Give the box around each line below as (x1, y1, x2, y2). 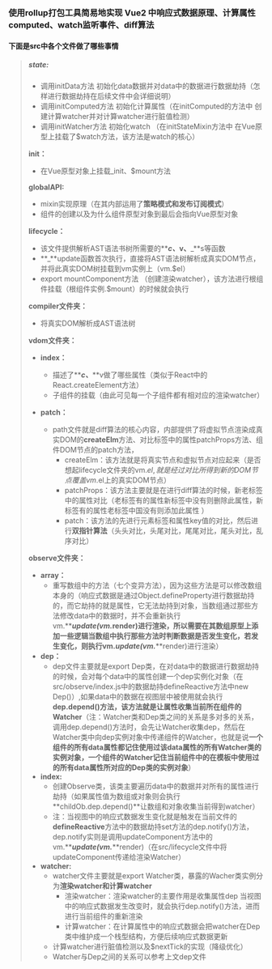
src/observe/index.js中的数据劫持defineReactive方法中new (52, 682, 249, 691)
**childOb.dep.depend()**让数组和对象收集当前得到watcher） (52, 801, 260, 811)
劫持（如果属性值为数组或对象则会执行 (52, 792, 181, 801)
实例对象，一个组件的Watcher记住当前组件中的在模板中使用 (52, 753, 253, 763)
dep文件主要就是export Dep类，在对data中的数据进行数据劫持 (52, 661, 259, 671)
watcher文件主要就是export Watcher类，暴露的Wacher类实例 (52, 871, 257, 881)
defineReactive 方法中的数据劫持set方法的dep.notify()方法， (52, 822, 253, 831)
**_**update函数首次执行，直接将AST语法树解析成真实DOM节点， (40, 253, 261, 264)
